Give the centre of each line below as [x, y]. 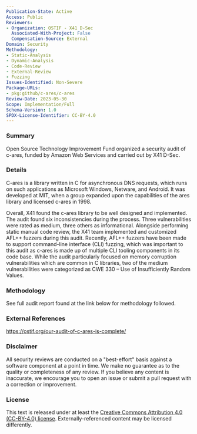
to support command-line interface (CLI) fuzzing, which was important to [95, 244]
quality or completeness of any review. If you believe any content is [88, 372]
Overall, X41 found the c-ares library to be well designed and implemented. [97, 213]
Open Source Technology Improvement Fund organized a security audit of [96, 149]
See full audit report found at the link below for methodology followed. [91, 304]
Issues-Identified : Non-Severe [44, 83]
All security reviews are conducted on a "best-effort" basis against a [89, 359]
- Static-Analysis [29, 55]
